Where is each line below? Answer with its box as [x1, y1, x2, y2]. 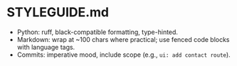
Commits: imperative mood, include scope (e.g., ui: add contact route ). [16, 50, 231, 59]
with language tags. [16, 43, 75, 51]
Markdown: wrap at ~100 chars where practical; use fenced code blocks [16, 35, 230, 43]
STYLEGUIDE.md [6, 4, 110, 21]
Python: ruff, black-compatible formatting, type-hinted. [16, 28, 179, 36]
